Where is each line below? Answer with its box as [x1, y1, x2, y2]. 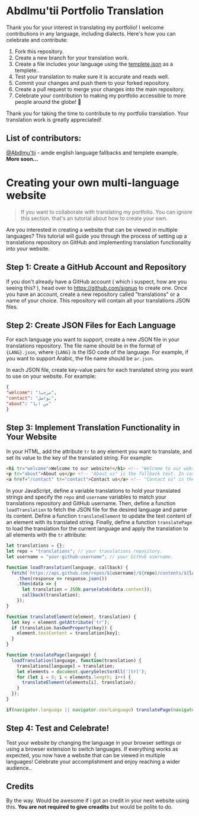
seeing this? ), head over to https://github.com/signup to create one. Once [6, 284, 188, 291]
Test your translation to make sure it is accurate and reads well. [14, 73, 170, 80]
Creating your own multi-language [6, 176, 179, 189]
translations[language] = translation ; [17, 663, 115, 669]
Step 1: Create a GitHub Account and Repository [6, 262, 187, 272]
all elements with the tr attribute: [6, 531, 87, 538]
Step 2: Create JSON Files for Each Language [6, 320, 176, 330]
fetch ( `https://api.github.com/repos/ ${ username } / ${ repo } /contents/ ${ [11, 570, 190, 576]
